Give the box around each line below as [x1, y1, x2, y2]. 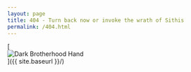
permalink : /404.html [7, 23, 71, 30]
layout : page [7, 10, 46, 17]
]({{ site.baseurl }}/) [7, 57, 65, 66]
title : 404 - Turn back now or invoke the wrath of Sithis [7, 17, 185, 24]
